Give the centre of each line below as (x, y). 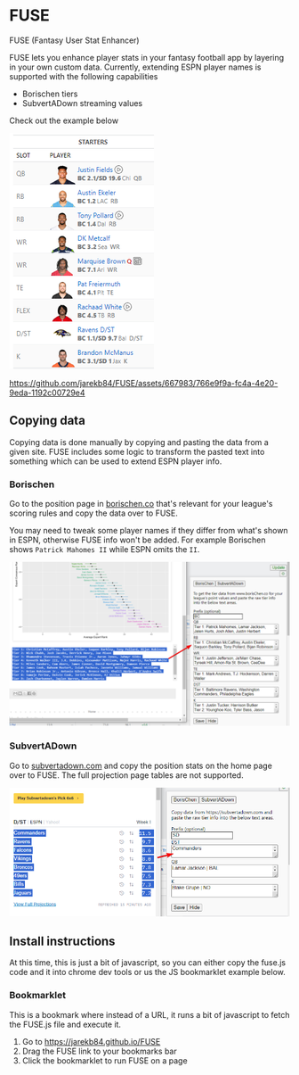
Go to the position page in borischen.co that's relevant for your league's (141, 504)
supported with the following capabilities (84, 76)
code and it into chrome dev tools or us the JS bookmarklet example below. (148, 972)
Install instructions (62, 941)
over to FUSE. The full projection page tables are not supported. (126, 775)
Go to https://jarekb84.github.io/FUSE (91, 1041)
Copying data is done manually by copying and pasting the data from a (139, 442)
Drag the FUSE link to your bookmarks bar (99, 1051)
